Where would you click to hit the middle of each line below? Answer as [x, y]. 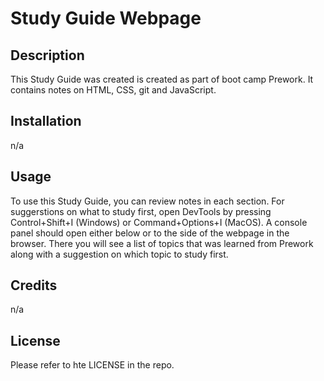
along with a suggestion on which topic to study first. [119, 254]
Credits [34, 285]
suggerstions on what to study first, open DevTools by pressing [141, 211]
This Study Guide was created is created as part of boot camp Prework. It [162, 79]
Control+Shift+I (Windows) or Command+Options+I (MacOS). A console [159, 222]
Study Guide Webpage [106, 18]
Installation [46, 121]
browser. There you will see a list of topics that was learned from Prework [162, 243]
